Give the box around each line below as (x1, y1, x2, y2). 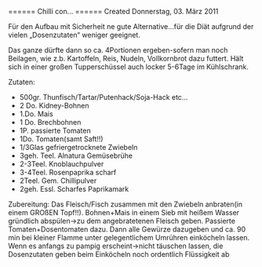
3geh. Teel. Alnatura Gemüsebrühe (19, 151, 133, 160)
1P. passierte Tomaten (19, 126, 92, 135)
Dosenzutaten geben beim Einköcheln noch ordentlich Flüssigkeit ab (8, 250, 230, 258)
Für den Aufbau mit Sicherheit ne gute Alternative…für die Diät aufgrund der (8, 22, 254, 31)
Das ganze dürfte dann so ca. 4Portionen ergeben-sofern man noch (8, 46, 228, 54)
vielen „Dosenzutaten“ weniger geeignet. (8, 31, 141, 39)
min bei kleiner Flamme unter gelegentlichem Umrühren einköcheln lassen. (8, 233, 250, 242)
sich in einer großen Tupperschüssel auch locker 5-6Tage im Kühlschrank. (8, 62, 249, 71)
